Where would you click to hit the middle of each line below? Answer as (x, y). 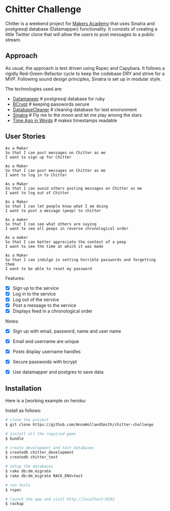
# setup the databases (29, 467)
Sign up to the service (36, 288)
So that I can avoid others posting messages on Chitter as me (74, 188)
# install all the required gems (41, 434)
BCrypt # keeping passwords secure (51, 104)
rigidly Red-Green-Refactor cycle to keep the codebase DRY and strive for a (85, 73)
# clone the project (27, 420)
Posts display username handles (47, 351)
